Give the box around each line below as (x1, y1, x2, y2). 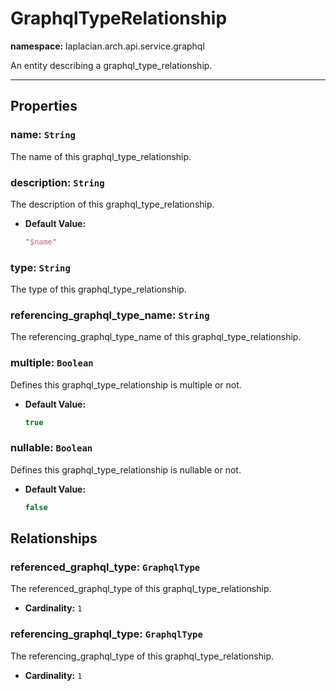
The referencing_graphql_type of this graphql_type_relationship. (10, 650, 275, 662)
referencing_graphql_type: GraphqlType (10, 627, 203, 641)
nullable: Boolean (10, 441, 93, 455)
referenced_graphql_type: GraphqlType (10, 560, 201, 574)
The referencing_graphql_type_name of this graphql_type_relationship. (10, 331, 302, 343)
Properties (10, 98, 78, 115)
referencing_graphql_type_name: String (10, 308, 210, 322)
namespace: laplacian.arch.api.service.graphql (10, 40, 205, 52)
